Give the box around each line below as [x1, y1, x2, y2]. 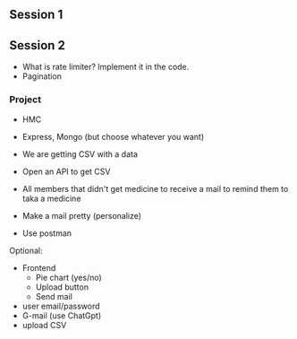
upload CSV [21, 319, 67, 330]
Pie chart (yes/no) [35, 272, 103, 282]
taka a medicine [21, 193, 81, 204]
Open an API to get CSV [21, 166, 111, 177]
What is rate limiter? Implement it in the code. [21, 62, 190, 73]
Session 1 [9, 7, 64, 22]
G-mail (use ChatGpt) [21, 309, 102, 321]
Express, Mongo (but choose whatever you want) [21, 131, 205, 142]
